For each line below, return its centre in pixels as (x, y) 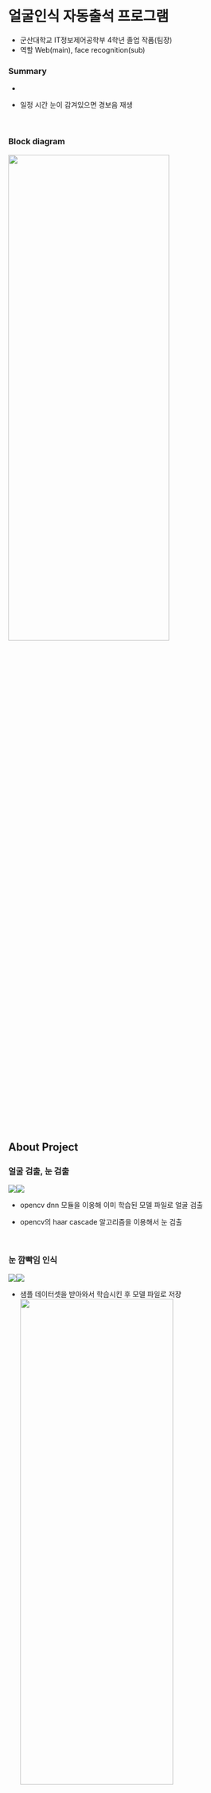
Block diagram (37, 142)
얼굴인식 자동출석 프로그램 (89, 16)
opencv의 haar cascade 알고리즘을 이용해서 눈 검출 (101, 1222)
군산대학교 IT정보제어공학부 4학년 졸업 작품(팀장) (96, 40)
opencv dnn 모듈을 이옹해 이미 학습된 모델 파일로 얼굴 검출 (111, 1205)
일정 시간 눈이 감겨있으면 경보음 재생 (76, 105)
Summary (28, 71)
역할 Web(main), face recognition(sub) (82, 49)
